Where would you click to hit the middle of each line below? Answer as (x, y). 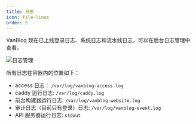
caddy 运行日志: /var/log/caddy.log (59, 93)
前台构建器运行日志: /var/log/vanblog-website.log (77, 100)
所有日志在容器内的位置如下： (43, 73)
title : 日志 (20, 12)
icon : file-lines (28, 17)
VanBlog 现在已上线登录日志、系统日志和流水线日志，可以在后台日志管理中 (98, 40)
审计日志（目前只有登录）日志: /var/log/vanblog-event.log (88, 108)
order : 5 (17, 23)
